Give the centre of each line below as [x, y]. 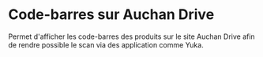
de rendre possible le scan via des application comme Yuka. [106, 44]
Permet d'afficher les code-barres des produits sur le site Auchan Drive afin [131, 36]
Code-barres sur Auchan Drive [111, 15]
